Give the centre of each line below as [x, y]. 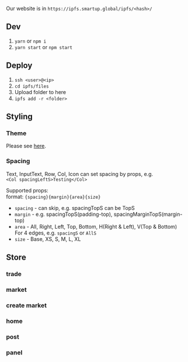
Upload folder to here [40, 92]
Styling [20, 117]
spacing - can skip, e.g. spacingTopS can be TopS [75, 208]
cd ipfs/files [32, 86]
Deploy [19, 66]
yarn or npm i [30, 41]
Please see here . [26, 146]
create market [26, 305]
